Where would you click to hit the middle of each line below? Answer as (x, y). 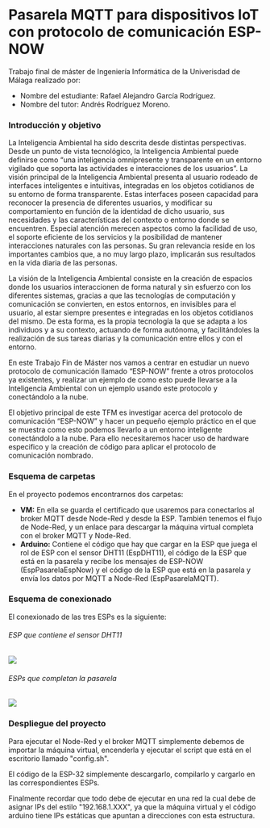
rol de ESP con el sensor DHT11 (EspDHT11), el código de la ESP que (133, 552)
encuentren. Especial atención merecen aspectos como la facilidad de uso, (133, 228)
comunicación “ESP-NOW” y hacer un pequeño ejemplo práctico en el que (132, 421)
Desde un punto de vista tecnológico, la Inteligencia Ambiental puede (124, 152)
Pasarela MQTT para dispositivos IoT (134, 15)
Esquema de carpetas (52, 476)
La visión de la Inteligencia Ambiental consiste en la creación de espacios (131, 278)
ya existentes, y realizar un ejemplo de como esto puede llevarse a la (123, 380)
